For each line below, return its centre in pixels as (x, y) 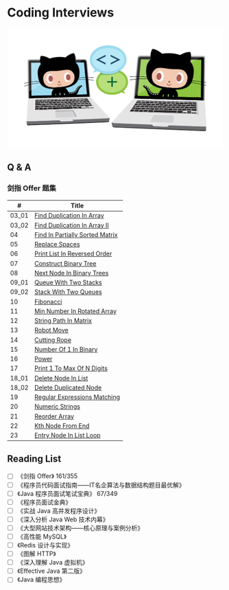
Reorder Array (54, 416)
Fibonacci (48, 302)
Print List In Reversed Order (73, 254)
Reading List (34, 459)
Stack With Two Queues (68, 292)
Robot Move (51, 330)
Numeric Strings (57, 407)
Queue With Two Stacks (68, 282)
